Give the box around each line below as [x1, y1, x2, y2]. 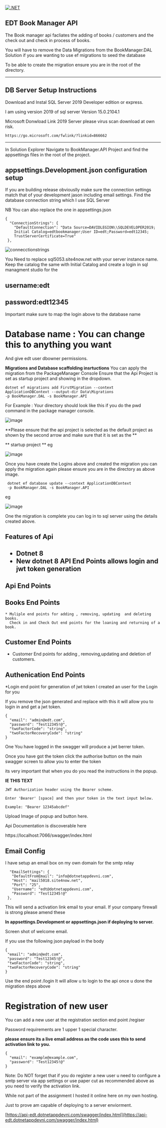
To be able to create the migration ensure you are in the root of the [5, 62, 141, 68]
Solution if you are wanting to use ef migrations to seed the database [5, 52, 146, 58]
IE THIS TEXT [5, 778, 33, 784]
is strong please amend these [5, 909, 66, 915]
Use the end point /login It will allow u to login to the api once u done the [5, 978, 152, 984]
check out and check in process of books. [5, 37, 91, 43]
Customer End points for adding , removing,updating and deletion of [12, 651, 152, 657]
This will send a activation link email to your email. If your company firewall [5, 904, 157, 910]
